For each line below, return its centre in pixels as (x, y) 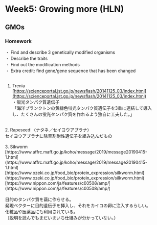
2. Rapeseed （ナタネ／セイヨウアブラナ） (48, 130)
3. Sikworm (16, 147)
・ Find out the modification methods (42, 64)
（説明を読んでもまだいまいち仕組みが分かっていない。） (62, 218)
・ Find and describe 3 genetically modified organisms (60, 52)
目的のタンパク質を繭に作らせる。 (39, 199)
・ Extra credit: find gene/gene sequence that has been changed (70, 71)
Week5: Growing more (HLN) (65, 9)
